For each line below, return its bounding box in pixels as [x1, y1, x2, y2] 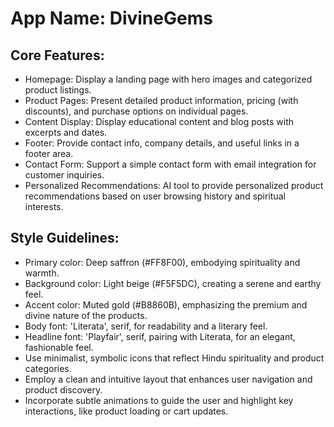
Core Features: [10, 47, 105, 64]
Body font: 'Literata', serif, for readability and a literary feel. [24, 320, 268, 332]
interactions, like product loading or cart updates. [24, 405, 229, 417]
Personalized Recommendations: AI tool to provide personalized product [24, 180, 324, 191]
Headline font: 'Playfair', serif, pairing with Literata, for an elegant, [24, 330, 296, 342]
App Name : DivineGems [10, 7, 213, 30]
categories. [24, 362, 72, 374]
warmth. [24, 267, 60, 279]
